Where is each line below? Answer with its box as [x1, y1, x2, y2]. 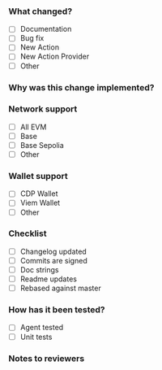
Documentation [19, 24, 72, 34]
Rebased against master [19, 283, 101, 294]
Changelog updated [19, 246, 87, 256]
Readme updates [19, 274, 77, 284]
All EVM [19, 122, 47, 132]
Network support [8, 103, 78, 115]
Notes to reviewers [8, 352, 85, 363]
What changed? [8, 6, 73, 17]
